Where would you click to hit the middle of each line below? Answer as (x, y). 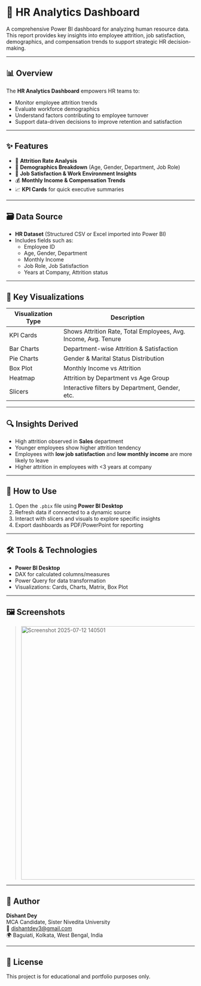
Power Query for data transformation (60, 580)
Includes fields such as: (44, 240)
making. (16, 48)
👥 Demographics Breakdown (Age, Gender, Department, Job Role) (98, 167)
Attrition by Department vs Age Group (116, 378)
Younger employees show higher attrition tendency (78, 448)
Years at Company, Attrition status (66, 272)
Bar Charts (24, 349)
